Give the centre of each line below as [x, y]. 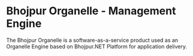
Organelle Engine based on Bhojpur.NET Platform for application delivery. [97, 46]
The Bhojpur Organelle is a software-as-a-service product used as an [92, 40]
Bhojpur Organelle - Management [91, 11]
